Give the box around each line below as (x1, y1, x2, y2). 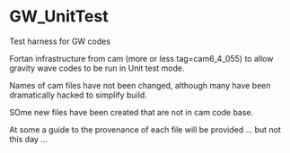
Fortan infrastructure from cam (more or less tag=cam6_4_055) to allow (9, 53, 274, 64)
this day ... (9, 133, 48, 144)
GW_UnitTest (9, 6, 110, 27)
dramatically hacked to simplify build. (9, 89, 148, 100)
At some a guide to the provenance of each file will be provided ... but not (9, 123, 281, 135)
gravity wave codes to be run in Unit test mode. (9, 63, 186, 73)
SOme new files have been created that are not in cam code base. (9, 106, 254, 117)
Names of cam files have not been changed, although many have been (9, 80, 271, 90)
